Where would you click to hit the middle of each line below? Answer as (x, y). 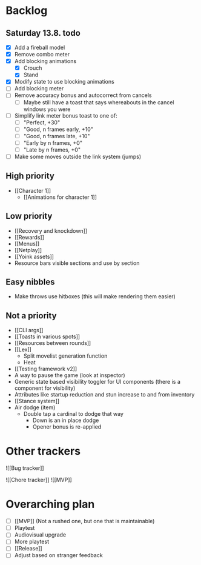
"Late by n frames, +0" (52, 150)
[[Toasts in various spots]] (47, 336)
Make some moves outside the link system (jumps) (78, 156)
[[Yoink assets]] (34, 256)
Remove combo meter (42, 55)
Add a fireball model (40, 47)
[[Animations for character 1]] (60, 197)
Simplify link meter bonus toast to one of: (66, 115)
